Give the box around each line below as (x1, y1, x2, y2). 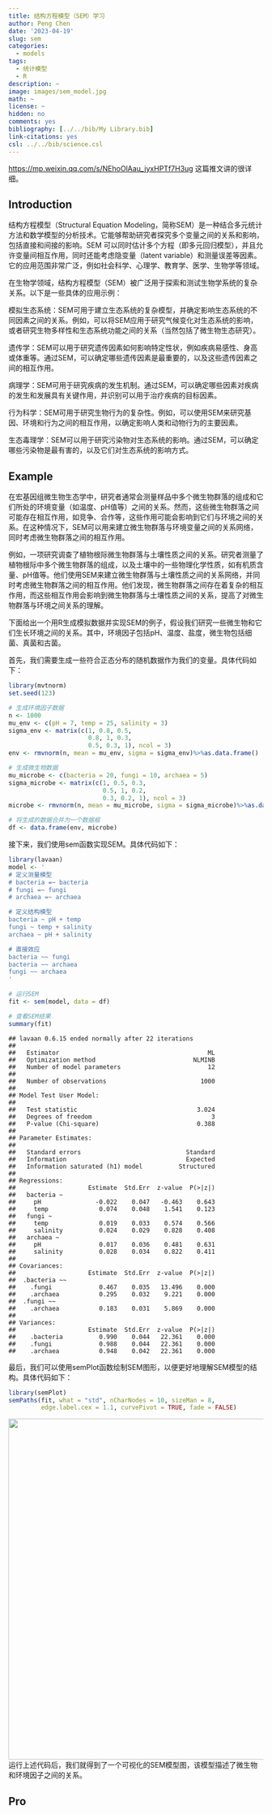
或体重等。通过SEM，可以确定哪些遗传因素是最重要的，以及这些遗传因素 (8, 353, 251, 363)
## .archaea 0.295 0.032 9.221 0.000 (8, 1290, 216, 1299)
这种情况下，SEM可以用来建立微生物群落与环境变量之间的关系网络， (29, 523, 258, 532)
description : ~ (8, 80, 60, 88)
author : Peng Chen (8, 19, 70, 28)
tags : (8, 58, 27, 66)
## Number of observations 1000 (8, 1077, 216, 1085)
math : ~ (8, 95, 35, 103)
